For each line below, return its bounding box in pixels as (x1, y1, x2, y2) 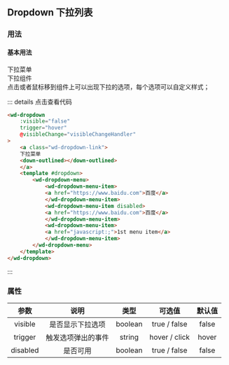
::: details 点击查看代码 (7, 97, 72, 106)
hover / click (149, 332, 190, 342)
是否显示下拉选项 (48, 319, 106, 329)
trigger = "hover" (20, 125, 68, 132)
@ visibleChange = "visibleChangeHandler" (20, 131, 137, 138)
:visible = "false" (20, 118, 71, 125)
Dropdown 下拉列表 (7, 6, 93, 19)
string (119, 332, 139, 342)
